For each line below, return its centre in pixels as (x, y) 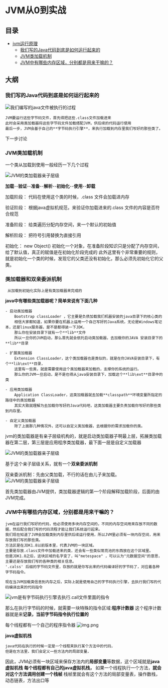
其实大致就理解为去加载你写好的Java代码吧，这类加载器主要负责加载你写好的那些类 (88, 406)
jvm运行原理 (25, 44)
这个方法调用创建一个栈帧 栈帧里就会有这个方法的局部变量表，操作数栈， (85, 674)
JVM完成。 (17, 498)
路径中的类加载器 (20, 400)
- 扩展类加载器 (19, 353)
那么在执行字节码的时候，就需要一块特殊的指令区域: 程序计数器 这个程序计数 (83, 608)
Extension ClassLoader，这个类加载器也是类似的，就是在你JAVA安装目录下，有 (87, 359)
